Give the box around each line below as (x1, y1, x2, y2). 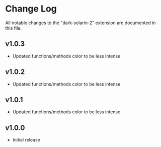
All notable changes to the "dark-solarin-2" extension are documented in (5, 20, 156, 26)
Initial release (12, 137, 40, 143)
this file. (5, 25, 22, 31)
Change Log (5, 3, 57, 15)
